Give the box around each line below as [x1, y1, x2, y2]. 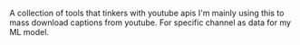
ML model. [9, 27, 50, 37]
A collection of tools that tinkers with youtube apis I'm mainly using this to [9, 8, 285, 18]
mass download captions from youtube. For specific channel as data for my [9, 17, 292, 28]
